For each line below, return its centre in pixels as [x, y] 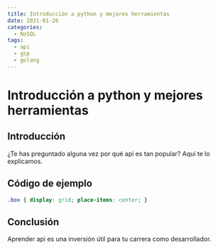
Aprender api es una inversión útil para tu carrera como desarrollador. [109, 239]
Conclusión [33, 222]
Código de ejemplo [50, 184]
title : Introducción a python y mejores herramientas [89, 14]
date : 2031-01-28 [33, 21]
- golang [27, 60]
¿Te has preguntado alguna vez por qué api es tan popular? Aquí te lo [109, 153]
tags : [15, 40]
